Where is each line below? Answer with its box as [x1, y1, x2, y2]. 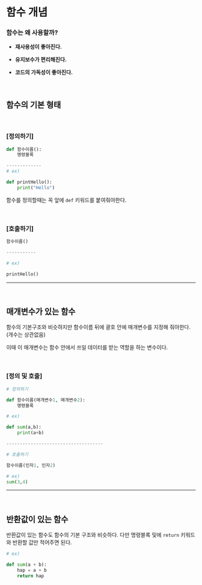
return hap [17, 572, 44, 579]
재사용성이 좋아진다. [14, 43, 62, 51]
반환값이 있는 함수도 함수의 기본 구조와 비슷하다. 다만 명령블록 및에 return [6, 531, 179, 539]
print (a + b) [17, 430, 44, 436]
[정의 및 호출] [6, 372, 43, 381]
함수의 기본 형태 [6, 100, 61, 110]
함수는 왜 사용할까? [6, 28, 58, 37]
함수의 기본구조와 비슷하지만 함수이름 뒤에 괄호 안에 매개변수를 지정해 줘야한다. [6, 323, 191, 331]
